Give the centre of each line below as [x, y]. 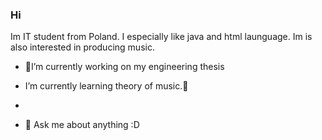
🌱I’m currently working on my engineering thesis [124, 67]
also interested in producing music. [82, 47]
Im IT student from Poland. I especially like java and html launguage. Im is [161, 37]
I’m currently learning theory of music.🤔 [106, 86]
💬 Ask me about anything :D [82, 125]
